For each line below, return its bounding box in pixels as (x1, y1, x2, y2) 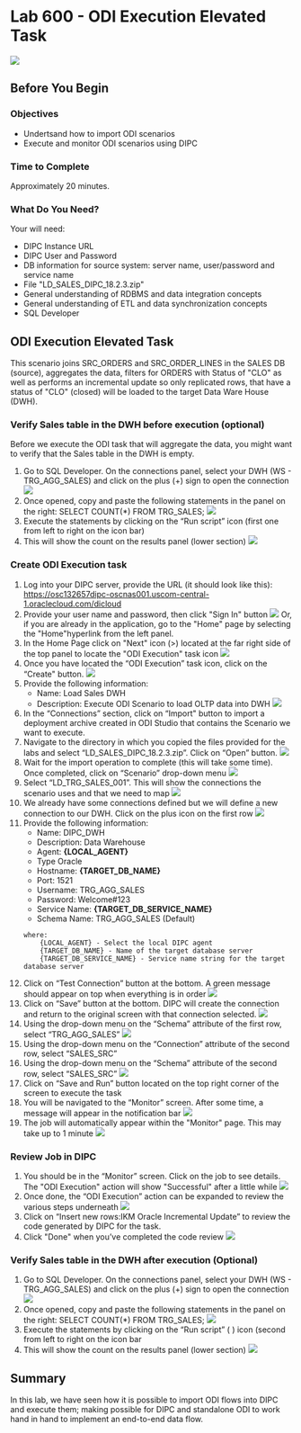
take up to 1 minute (22, 1127, 93, 1139)
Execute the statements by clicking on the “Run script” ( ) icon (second (22, 1324, 286, 1335)
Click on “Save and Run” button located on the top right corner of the (22, 1078, 279, 1088)
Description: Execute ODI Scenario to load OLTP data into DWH (36, 698, 270, 709)
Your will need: (10, 223, 66, 235)
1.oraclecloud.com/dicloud (22, 598, 122, 609)
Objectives (10, 108, 59, 121)
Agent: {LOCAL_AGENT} (36, 846, 129, 856)
